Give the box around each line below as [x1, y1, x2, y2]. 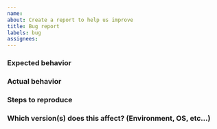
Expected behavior [7, 58, 72, 68]
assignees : [7, 36, 38, 43]
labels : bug [7, 29, 41, 36]
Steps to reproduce [7, 95, 73, 104]
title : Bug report [7, 23, 60, 30]
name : [7, 10, 23, 17]
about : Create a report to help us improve [7, 16, 134, 23]
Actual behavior [7, 76, 62, 86]
